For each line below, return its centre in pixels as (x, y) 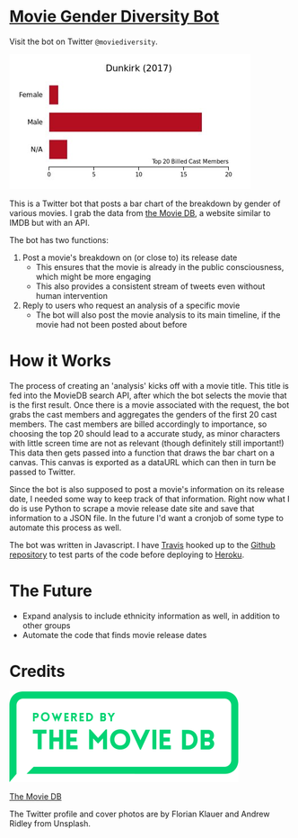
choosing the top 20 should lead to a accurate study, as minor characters (145, 433)
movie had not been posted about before (111, 324)
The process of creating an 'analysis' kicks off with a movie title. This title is (149, 385)
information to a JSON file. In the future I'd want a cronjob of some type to (147, 518)
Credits (37, 671)
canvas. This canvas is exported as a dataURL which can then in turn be (143, 462)
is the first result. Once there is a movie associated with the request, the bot (149, 405)
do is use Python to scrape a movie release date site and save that (132, 508)
